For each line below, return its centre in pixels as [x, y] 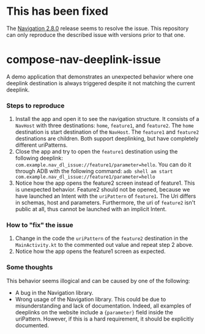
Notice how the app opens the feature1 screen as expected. [90, 251]
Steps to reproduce [35, 106]
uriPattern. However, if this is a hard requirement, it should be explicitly [104, 319]
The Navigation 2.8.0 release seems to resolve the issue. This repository [98, 28]
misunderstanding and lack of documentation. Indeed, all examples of [103, 306]
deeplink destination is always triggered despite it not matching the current [101, 83]
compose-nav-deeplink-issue [84, 60]
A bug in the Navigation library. [54, 292]
